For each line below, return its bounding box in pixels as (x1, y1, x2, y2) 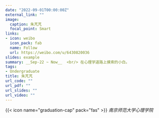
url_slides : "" (5, 87, 38, 93)
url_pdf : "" (5, 83, 30, 88)
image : (5, 17, 19, 22)
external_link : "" (5, 12, 44, 17)
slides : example (5, 54, 40, 60)
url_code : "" (5, 78, 33, 83)
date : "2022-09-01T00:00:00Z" (5, 7, 70, 13)
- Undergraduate (5, 69, 40, 74)
